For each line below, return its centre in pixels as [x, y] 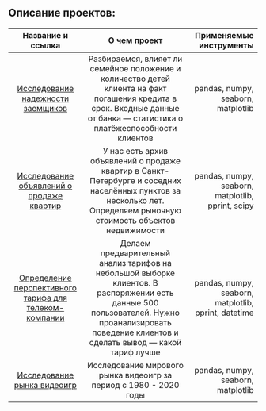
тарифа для [45, 298]
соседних [163, 180]
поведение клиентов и [135, 332]
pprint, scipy [231, 205]
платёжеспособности [135, 128]
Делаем [135, 243]
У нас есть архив [135, 151]
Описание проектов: [62, 13]
